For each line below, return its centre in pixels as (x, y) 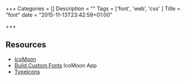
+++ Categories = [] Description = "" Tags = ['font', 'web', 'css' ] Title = (93, 9)
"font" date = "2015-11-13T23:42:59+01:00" (59, 15)
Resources (26, 45)
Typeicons (27, 72)
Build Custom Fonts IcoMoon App (55, 65)
